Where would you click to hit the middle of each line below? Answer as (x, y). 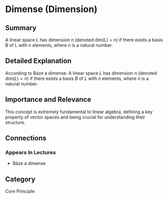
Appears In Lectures (31, 152)
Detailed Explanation (38, 61)
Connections (26, 138)
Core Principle (20, 191)
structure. (15, 122)
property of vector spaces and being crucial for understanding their (75, 117)
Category (20, 179)
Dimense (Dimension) (51, 9)
